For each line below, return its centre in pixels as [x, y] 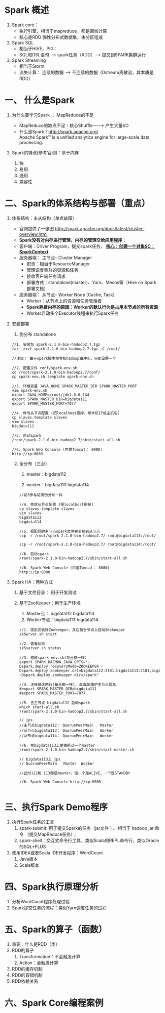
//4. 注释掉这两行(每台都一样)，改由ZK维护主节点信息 [67, 684]
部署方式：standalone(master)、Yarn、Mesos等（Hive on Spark [91, 282]
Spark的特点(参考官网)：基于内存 [45, 152]
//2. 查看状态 [32, 644]
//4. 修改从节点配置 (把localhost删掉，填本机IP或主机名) [66, 413]
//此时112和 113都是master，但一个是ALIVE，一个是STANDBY [75, 773]
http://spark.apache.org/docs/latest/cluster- [100, 228]
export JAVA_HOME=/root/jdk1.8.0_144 [50, 395]
